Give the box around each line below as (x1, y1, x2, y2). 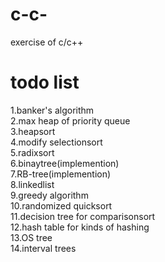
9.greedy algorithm (10, 189, 89, 201)
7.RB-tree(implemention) (10, 168, 112, 180)
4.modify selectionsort (10, 136, 103, 148)
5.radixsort (10, 146, 55, 158)
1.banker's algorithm (10, 104, 95, 116)
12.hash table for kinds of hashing (10, 221, 150, 233)
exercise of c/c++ (10, 36, 84, 48)
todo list (10, 71, 80, 94)
